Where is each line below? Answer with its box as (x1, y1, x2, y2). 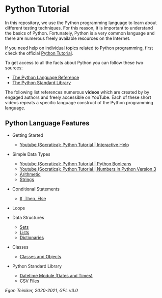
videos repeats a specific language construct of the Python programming (5, 99, 154, 105)
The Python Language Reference (12, 74, 80, 80)
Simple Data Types (12, 151, 51, 157)
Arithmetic (19, 171, 41, 177)
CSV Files (19, 278, 39, 284)
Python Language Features (5, 119, 90, 127)
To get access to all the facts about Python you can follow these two (5, 60, 144, 65)
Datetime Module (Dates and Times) (19, 272, 93, 278)
